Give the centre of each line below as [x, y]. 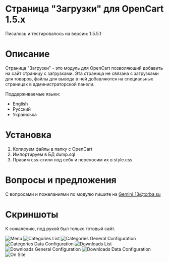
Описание [27, 54]
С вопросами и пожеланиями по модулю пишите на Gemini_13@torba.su [83, 194]
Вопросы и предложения [61, 180]
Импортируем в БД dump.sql [44, 154]
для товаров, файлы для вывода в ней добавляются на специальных [79, 78]
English [20, 104]
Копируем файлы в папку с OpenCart [52, 149]
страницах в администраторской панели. [50, 84]
